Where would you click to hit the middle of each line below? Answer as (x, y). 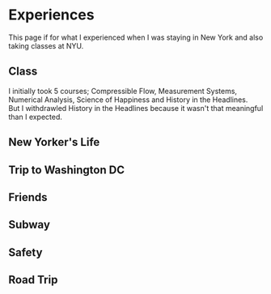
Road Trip (33, 280)
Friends (28, 197)
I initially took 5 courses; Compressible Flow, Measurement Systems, (123, 91)
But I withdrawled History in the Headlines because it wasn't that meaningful (136, 108)
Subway (30, 225)
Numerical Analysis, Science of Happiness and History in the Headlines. (128, 100)
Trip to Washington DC (67, 170)
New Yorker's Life (54, 142)
